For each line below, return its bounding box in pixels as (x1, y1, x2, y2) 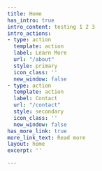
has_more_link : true (7, 128, 68, 135)
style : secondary (13, 108, 64, 115)
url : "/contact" (13, 102, 61, 109)
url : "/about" (13, 56, 54, 63)
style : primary (13, 62, 58, 69)
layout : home (7, 141, 45, 148)
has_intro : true (7, 17, 54, 24)
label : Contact (13, 95, 58, 102)
